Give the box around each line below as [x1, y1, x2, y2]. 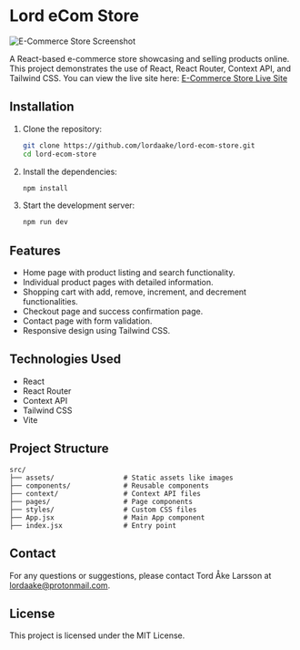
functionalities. [22, 296, 79, 307]
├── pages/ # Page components [9, 497, 194, 506]
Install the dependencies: [22, 166, 118, 177]
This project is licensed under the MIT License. [9, 630, 185, 641]
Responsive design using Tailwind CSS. [22, 325, 171, 336]
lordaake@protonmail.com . [9, 580, 111, 591]
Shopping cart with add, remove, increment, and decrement [22, 286, 247, 297]
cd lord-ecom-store [22, 150, 97, 159]
